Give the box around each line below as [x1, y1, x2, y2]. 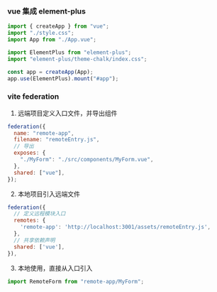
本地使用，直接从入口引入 [17, 264, 93, 272]
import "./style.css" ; [7, 30, 74, 37]
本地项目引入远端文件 [17, 190, 80, 198]
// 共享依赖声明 [13, 237, 55, 244]
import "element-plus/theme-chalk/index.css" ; [7, 55, 148, 63]
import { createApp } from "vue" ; [7, 23, 110, 30]
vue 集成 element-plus [7, 6, 87, 16]
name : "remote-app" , [13, 129, 74, 136]
